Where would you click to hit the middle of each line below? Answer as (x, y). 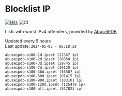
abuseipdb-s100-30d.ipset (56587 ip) (43, 72)
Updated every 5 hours (28, 41)
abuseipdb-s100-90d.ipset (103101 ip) (44, 80)
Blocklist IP (28, 9)
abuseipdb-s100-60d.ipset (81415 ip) (43, 76)
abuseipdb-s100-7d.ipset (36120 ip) (42, 68)
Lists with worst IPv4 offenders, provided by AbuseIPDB (61, 31)
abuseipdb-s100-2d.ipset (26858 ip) (42, 59)
